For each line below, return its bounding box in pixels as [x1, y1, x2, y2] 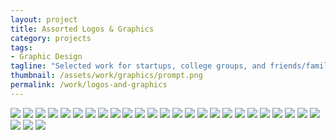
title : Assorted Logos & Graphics [10, 24, 155, 34]
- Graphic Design [10, 52, 83, 62]
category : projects [10, 33, 92, 43]
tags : [10, 42, 33, 53]
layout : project [10, 14, 78, 25]
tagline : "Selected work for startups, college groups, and [10, 61, 267, 71]
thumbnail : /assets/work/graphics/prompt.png [10, 71, 203, 81]
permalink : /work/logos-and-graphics [10, 80, 168, 90]
